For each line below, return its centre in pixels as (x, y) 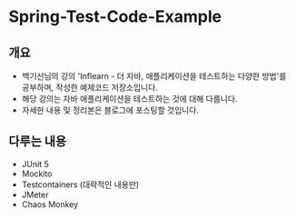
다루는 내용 (38, 141)
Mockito (37, 174)
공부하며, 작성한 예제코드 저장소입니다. (89, 87)
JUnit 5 (35, 164)
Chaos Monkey (50, 204)
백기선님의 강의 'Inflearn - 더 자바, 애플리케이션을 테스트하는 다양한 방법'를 (154, 76)
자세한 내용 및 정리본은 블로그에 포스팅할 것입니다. (110, 110)
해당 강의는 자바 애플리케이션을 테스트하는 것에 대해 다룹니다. (129, 99)
